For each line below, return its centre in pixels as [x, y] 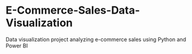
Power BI [17, 46]
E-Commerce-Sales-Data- [73, 10]
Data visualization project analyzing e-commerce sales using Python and [96, 39]
